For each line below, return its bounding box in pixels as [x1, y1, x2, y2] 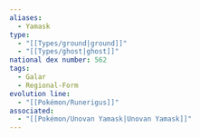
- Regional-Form [17, 81, 79, 90]
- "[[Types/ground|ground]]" [17, 38, 128, 48]
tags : [9, 64, 30, 74]
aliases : [9, 13, 43, 23]
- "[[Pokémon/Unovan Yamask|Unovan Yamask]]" [17, 114, 193, 123]
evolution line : [9, 89, 71, 98]
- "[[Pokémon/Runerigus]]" [17, 97, 119, 107]
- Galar [17, 73, 47, 82]
